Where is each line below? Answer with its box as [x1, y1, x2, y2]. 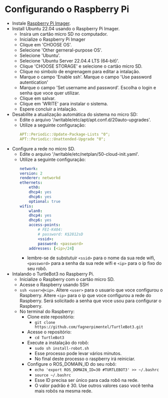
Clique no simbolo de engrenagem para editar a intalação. [19, 68, 140, 74]
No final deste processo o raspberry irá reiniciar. [34, 356, 136, 362]
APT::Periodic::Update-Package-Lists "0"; [19, 132, 110, 137]
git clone [34, 320, 55, 325]
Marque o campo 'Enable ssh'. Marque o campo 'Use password [19, 74, 152, 80]
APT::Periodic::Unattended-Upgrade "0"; [19, 136, 106, 142]
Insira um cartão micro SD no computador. [19, 31, 108, 37]
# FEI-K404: [37, 227, 63, 233]
